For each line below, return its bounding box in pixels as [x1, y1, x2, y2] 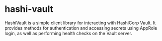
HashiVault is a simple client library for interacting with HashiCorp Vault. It [4, 20, 156, 26]
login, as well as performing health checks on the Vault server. [4, 30, 133, 36]
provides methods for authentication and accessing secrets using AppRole [4, 25, 158, 31]
